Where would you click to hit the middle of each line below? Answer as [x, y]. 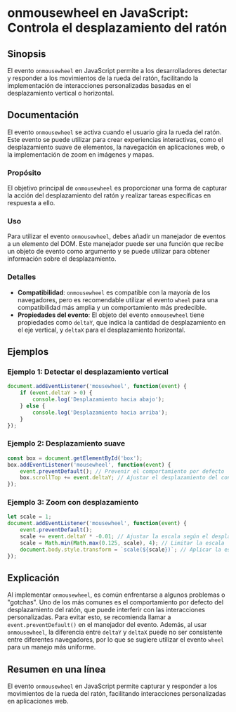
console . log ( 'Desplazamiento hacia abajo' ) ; [99, 400]
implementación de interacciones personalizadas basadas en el [99, 85]
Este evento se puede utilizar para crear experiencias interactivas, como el [115, 139]
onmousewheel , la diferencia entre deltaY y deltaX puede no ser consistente [115, 632]
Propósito [24, 172]
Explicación [33, 578]
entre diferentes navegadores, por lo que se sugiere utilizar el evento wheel [116, 640]
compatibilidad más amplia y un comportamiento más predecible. [112, 307]
